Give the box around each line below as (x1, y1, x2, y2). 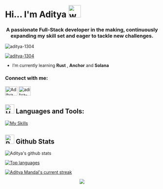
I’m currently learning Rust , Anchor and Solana (12, 63, 109, 69)
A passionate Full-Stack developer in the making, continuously (6, 26, 158, 33)
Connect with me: (5, 75, 48, 82)
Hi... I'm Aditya (5, 9, 67, 20)
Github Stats (15, 137, 55, 145)
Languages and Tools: (15, 107, 84, 116)
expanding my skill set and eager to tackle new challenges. (10, 32, 154, 39)
